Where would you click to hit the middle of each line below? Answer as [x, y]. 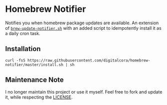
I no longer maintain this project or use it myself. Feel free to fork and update [84, 92]
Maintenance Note [34, 80]
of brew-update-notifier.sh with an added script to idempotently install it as [83, 28]
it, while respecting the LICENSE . [39, 97]
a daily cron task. [23, 33]
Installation [23, 49]
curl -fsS [15, 60]
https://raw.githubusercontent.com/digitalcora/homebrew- [89, 60]
